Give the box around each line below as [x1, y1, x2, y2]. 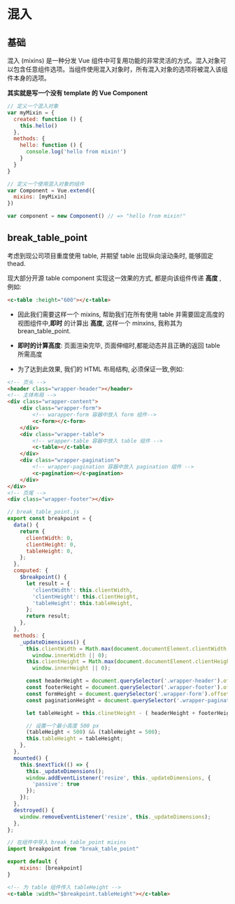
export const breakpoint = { [7, 515, 92, 522]
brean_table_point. [17, 326, 71, 335]
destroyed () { [13, 807, 55, 814]
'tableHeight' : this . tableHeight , [32, 599, 133, 606]
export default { [7, 858, 58, 865]
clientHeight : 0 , [25, 541, 77, 548]
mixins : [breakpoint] [20, 865, 83, 872]
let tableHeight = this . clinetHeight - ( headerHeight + [25, 709, 196, 716]
